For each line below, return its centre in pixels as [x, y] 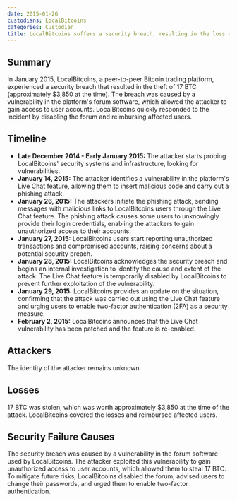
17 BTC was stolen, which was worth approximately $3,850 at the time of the [119, 407]
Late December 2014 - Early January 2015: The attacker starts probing [122, 155]
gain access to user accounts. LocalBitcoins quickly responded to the [108, 110]
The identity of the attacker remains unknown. [74, 367]
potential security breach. [55, 253]
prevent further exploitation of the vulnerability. [86, 283]
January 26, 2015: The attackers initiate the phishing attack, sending [118, 201]
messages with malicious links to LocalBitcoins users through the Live [119, 208]
